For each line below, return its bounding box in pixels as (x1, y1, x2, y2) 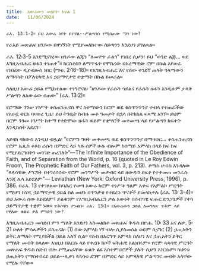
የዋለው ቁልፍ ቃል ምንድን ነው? (6, 209, 64, 215)
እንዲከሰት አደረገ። (6, 123, 41, 131)
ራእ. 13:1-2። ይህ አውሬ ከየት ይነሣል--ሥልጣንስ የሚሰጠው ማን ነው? (6, 30, 141, 36)
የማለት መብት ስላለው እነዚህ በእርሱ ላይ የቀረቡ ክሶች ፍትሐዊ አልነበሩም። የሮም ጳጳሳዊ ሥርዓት (6, 239, 193, 246)
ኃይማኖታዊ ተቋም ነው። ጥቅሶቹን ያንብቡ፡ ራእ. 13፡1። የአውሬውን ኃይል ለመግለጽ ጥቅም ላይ (6, 201, 180, 209)
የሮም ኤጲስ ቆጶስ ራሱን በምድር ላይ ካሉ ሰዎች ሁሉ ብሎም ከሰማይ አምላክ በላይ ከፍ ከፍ (6, 142, 178, 149)
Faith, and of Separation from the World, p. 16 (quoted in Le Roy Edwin (6, 155, 178, 162)
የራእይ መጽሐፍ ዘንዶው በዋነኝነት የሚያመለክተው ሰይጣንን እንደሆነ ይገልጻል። (6, 41, 156, 48)
